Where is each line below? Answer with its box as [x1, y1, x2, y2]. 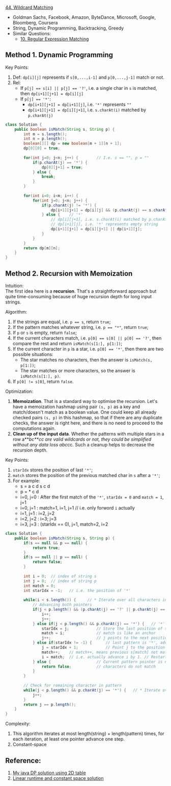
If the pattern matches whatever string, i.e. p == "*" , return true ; [12, 324, 149, 330]
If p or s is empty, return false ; [12, 329, 77, 336]
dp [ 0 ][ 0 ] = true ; [23, 146, 60, 151]
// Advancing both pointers [32, 602, 93, 607]
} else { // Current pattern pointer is [32, 659, 163, 664]
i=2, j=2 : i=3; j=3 [20, 516, 57, 521]
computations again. [12, 425, 56, 431]
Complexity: [5, 721, 31, 727]
